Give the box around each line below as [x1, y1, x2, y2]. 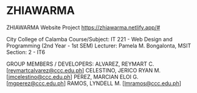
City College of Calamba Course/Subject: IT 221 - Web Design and [6, 35, 173, 43]
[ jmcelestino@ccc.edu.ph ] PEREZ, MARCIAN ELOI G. [6, 73, 139, 80]
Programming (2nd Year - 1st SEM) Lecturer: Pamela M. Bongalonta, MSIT [6, 42, 192, 49]
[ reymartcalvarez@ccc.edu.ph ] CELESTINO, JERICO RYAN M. [6, 66, 161, 74]
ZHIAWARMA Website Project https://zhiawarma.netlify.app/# [6, 24, 161, 31]
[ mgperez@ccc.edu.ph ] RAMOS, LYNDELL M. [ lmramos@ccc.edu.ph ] [6, 80, 181, 87]
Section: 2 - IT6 [6, 48, 46, 55]
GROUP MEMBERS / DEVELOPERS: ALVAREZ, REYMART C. [6, 60, 154, 67]
